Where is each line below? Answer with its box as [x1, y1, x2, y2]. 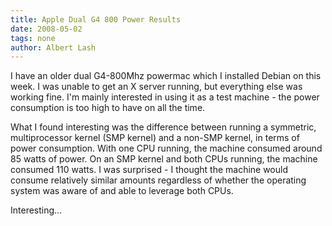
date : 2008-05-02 [10, 24, 83, 34]
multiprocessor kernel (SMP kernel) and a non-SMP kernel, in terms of [10, 132, 300, 144]
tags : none [10, 33, 56, 43]
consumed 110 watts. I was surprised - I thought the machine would [10, 164, 289, 176]
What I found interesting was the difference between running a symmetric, [10, 121, 317, 133]
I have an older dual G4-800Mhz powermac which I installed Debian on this [10, 70, 322, 82]
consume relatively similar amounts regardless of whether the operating [10, 174, 307, 186]
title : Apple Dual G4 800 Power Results [10, 14, 182, 25]
